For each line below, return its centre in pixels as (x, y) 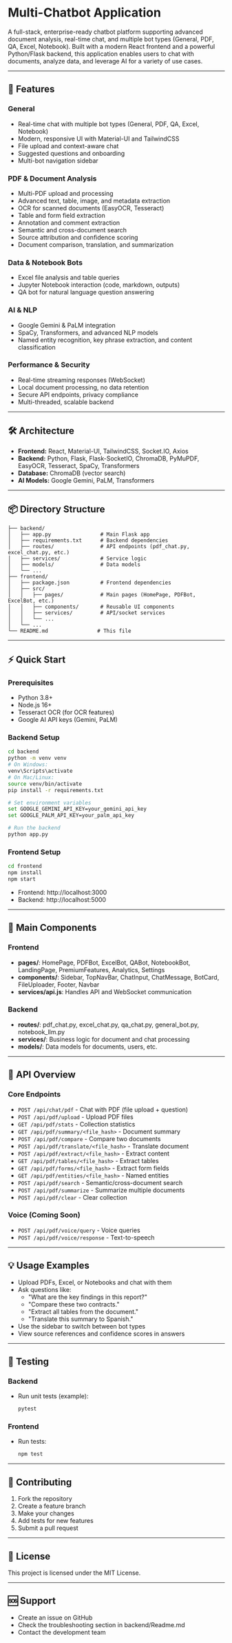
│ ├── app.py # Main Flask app (79, 535)
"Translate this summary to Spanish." (81, 1319)
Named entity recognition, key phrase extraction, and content (105, 340)
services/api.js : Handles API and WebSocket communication (105, 991)
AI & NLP (22, 310)
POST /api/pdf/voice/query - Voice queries (79, 1230)
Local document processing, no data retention (83, 387)
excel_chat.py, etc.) (39, 553)
